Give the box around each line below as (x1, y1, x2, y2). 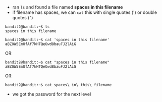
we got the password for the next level (12, 91, 91, 97)
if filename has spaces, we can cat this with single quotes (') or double (12, 9, 157, 15)
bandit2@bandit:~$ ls (5, 24, 50, 29)
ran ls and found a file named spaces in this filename (12, 4, 123, 10)
